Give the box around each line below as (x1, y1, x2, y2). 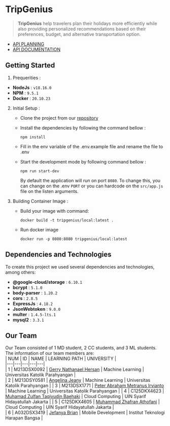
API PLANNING (12, 41, 45, 47)
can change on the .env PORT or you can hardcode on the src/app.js (20, 183, 163, 189)
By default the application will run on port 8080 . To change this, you (20, 177, 161, 183)
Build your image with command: (20, 208, 89, 214)
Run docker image (20, 226, 59, 233)
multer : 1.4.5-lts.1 (12, 311, 56, 317)
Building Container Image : (12, 198, 69, 204)
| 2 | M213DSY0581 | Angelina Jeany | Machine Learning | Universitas (5, 377, 151, 383)
